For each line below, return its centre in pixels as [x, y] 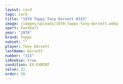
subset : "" [16, 42]
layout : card [19, 10]
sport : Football [22, 28]
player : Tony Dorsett [27, 46]
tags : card [16, 14]
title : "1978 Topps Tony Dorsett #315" [46, 19]
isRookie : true [21, 60]
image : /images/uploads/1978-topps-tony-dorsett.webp [62, 23]
